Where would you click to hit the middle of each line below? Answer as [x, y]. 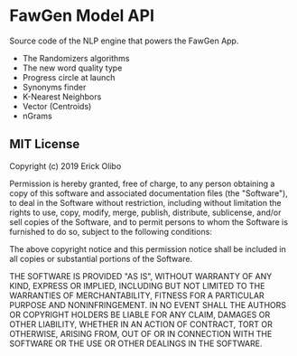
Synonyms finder [54, 87]
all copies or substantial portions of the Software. [101, 258]
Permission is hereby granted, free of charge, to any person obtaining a [142, 183]
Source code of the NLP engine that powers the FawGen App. [124, 41]
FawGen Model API [82, 16]
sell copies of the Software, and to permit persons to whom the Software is [149, 221]
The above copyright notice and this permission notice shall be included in [148, 248]
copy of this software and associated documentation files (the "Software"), [149, 193]
